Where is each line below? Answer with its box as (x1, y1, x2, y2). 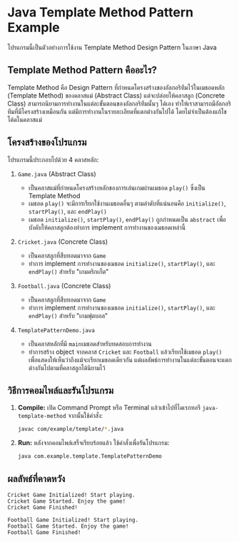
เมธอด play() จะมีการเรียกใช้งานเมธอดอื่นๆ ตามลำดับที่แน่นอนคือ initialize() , (28, 199, 226, 208)
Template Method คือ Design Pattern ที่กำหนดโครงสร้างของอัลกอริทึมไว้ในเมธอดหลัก (7, 83, 225, 91)
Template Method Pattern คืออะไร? (7, 64, 158, 76)
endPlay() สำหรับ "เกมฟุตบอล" (28, 311, 108, 319)
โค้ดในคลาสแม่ (7, 115, 43, 123)
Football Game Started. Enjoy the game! (7, 522, 130, 530)
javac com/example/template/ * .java (17, 426, 124, 433)
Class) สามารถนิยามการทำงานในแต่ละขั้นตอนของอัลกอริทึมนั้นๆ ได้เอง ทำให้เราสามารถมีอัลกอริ (7, 99, 232, 108)
